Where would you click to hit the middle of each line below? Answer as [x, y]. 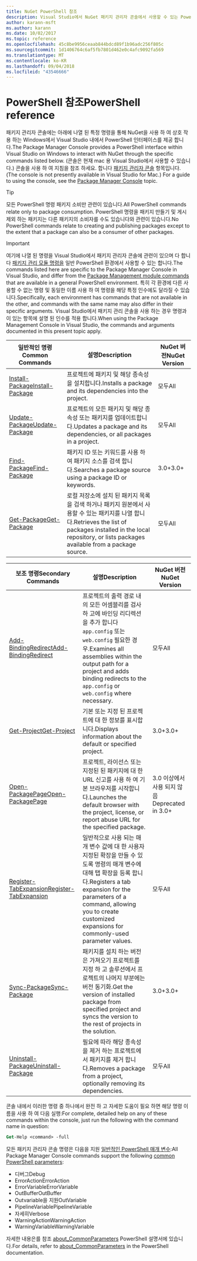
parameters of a [104, 897]
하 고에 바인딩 [100, 614]
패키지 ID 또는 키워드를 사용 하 [106, 452]
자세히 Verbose [32, 1214]
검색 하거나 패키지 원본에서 [108, 504]
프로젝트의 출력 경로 [108, 596]
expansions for [103, 926]
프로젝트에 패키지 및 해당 [99, 374]
